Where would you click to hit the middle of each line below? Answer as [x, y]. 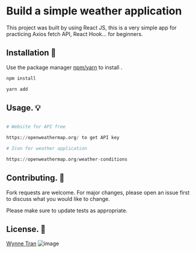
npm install [21, 78]
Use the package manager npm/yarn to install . [64, 67]
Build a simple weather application [94, 11]
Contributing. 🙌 [35, 178]
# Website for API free [36, 127]
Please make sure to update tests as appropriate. [67, 210]
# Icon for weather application [47, 149]
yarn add [17, 89]
